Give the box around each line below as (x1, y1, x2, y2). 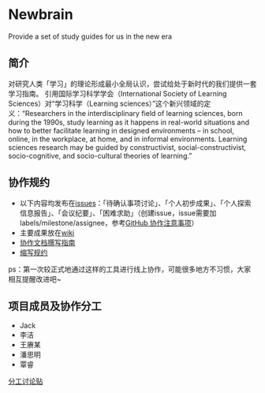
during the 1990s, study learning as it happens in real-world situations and (8, 117, 250, 127)
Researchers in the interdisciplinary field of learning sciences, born (24, 108, 243, 118)
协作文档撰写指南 (19, 238, 76, 247)
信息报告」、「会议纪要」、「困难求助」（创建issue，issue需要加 (19, 208, 217, 218)
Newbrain (8, 6, 73, 24)
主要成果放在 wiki (19, 227, 75, 238)
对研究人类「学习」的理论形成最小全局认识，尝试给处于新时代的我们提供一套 (8, 79, 257, 88)
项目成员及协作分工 (8, 299, 102, 313)
